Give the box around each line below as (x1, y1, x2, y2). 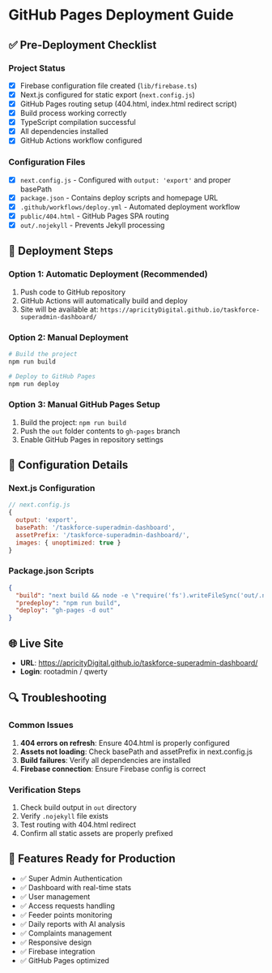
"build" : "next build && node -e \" (15, 591, 139, 600)
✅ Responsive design (19, 937, 92, 947)
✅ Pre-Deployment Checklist (8, 38, 157, 52)
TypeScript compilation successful (19, 118, 136, 127)
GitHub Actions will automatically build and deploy (19, 295, 188, 305)
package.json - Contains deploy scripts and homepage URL (19, 192, 219, 202)
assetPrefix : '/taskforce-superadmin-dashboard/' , (15, 531, 190, 539)
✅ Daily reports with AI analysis (19, 919, 125, 928)
